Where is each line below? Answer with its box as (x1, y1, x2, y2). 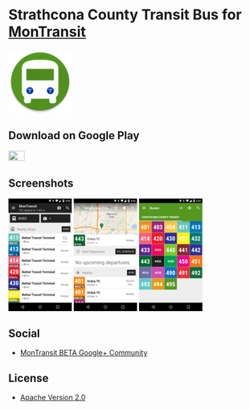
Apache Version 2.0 (19, 392, 86, 403)
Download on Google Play (8, 129, 140, 142)
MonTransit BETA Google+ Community (19, 348, 148, 358)
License (8, 371, 49, 385)
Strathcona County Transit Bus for (8, 6, 243, 24)
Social (8, 326, 40, 340)
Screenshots (8, 177, 74, 191)
